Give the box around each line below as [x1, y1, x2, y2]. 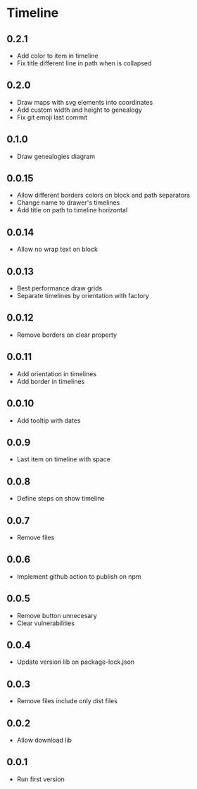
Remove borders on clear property [16, 331, 117, 339]
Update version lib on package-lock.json [16, 657, 135, 666]
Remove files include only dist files [16, 697, 117, 705]
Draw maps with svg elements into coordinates [16, 98, 153, 106]
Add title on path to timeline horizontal [16, 206, 128, 214]
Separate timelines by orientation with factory [16, 292, 149, 300]
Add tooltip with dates [16, 416, 81, 425]
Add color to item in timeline [16, 51, 99, 60]
